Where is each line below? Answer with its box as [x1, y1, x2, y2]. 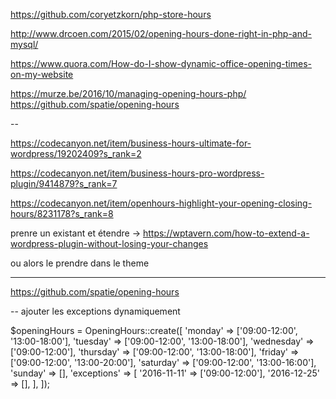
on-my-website [10, 69, 74, 80]
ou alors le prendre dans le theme [10, 257, 150, 269]
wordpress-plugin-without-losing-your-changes [10, 238, 209, 249]
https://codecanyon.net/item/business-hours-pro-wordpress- [10, 167, 265, 179]
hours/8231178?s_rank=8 [10, 208, 114, 219]
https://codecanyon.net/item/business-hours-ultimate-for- [10, 137, 252, 149]
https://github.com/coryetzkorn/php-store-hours [10, 9, 212, 20]
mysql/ [10, 39, 39, 50]
